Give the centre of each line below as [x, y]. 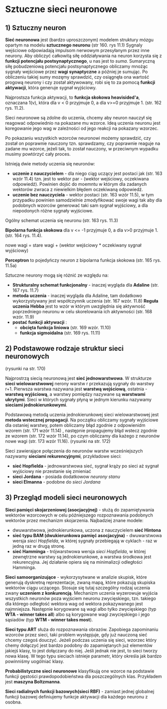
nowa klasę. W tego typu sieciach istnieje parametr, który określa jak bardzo [83, 656]
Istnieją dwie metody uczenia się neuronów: [50, 164]
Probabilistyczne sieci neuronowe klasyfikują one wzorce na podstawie [80, 671]
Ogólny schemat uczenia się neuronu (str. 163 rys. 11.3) [62, 220]
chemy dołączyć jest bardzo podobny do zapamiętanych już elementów [79, 645]
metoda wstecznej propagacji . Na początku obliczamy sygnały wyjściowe [82, 420]
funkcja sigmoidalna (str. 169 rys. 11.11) [60, 333]
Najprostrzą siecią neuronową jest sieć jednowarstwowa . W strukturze [79, 378]
